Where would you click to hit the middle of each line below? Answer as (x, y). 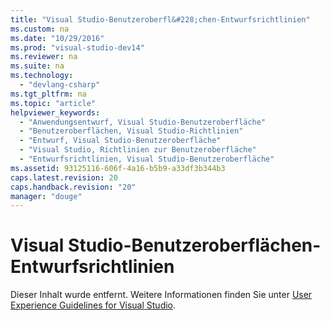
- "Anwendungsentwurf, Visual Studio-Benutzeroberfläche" (143, 122)
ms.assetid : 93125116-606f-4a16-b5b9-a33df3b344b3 (118, 168)
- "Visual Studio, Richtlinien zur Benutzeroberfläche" (138, 150)
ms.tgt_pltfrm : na (48, 94)
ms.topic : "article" (53, 103)
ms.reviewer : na (44, 57)
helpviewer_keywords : (55, 112)
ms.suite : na (37, 66)
